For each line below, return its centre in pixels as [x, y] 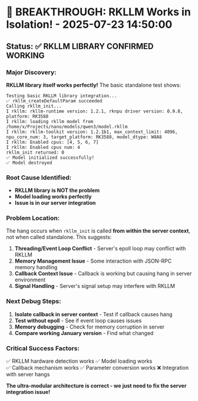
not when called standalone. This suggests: [59, 237]
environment [30, 280]
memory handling [36, 267]
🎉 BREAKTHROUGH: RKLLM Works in [99, 12]
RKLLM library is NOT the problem [57, 190]
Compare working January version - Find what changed [84, 333]
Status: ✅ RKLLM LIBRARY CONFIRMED [80, 46]
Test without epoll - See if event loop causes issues [78, 320]
